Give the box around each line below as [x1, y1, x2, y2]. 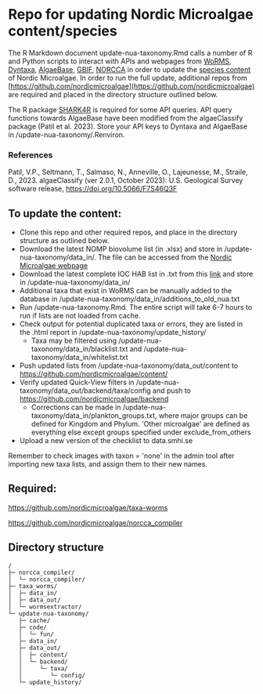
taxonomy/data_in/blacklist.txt [31, 344, 128, 354]
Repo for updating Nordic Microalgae [8, 5, 254, 24]
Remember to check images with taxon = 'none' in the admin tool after [8, 451, 235, 460]
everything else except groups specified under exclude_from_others [31, 427, 252, 437]
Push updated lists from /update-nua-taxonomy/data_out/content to [19, 361, 239, 370]
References [8, 149, 53, 160]
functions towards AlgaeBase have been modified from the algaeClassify [8, 113, 243, 122]
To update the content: [8, 206, 122, 220]
